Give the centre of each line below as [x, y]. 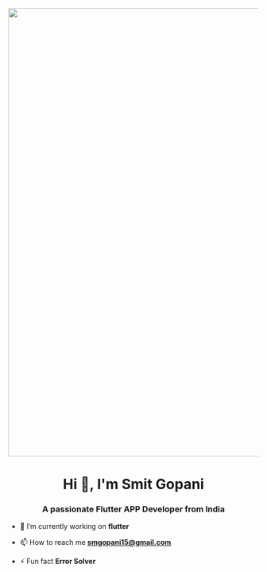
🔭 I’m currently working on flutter [74, 527]
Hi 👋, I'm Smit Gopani [133, 484]
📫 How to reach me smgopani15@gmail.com [95, 543]
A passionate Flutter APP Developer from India [133, 509]
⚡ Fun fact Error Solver [58, 562]
